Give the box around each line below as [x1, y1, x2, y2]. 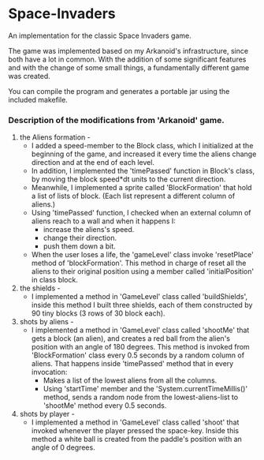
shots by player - [19, 410, 75, 419]
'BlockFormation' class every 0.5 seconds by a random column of [31, 350, 245, 360]
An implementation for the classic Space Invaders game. [8, 31, 191, 40]
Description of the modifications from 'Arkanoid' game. [8, 114, 225, 125]
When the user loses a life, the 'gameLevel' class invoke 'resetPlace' [31, 250, 254, 260]
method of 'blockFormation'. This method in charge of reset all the [31, 258, 247, 268]
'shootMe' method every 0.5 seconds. [43, 401, 167, 410]
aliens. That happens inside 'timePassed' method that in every [31, 359, 234, 368]
